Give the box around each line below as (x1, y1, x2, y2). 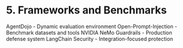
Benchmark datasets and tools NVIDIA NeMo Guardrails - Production (6, 29, 172, 36)
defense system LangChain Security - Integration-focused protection (6, 35, 173, 42)
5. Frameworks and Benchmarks (6, 4, 167, 17)
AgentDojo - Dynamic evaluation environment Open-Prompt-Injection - (6, 23, 178, 30)
